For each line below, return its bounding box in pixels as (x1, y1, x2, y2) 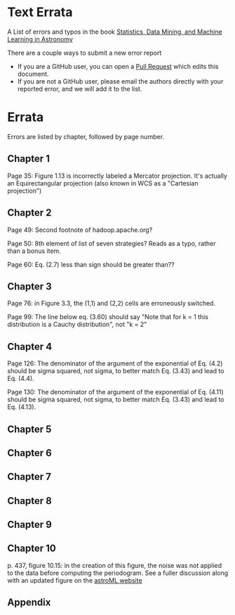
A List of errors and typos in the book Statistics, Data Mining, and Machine (7, 27, 222, 36)
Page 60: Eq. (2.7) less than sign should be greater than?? (7, 260, 175, 268)
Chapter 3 (7, 280, 53, 292)
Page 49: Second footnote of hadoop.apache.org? (7, 226, 153, 234)
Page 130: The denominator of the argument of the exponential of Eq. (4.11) (7, 388, 224, 396)
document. (17, 70, 49, 78)
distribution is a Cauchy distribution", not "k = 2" (7, 321, 147, 329)
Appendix (7, 597, 51, 609)
